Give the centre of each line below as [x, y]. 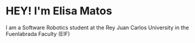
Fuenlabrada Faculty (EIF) [38, 33]
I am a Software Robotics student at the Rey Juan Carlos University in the [97, 27]
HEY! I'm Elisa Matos [59, 11]
